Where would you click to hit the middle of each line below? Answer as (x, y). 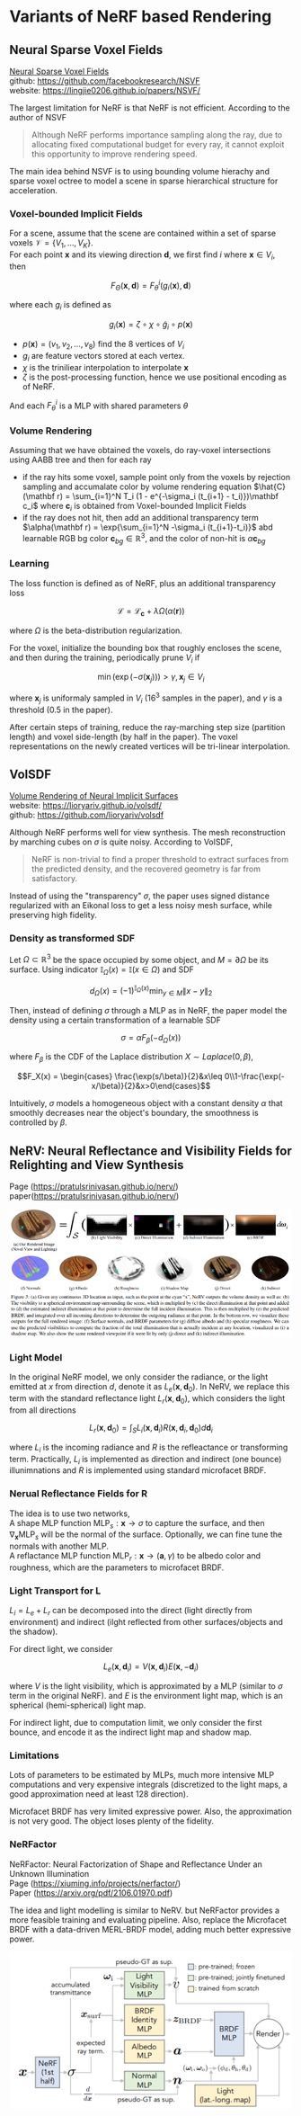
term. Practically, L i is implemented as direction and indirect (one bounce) (146, 1460)
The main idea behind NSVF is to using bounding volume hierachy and (139, 171)
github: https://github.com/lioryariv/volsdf (87, 815)
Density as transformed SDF (72, 939)
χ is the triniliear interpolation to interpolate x (105, 367)
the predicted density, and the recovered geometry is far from (146, 869)
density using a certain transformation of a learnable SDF (115, 1020)
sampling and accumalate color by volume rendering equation (137, 487)
